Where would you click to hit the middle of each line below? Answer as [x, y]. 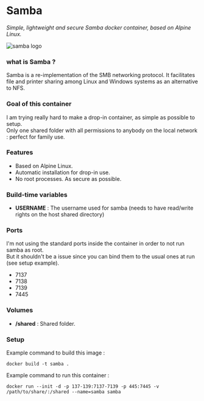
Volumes [20, 311]
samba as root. [25, 250]
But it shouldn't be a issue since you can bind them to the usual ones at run [100, 257]
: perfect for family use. [36, 137]
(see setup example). [33, 263]
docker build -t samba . [38, 364]
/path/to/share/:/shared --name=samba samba [64, 392]
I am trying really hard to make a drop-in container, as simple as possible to [101, 117]
